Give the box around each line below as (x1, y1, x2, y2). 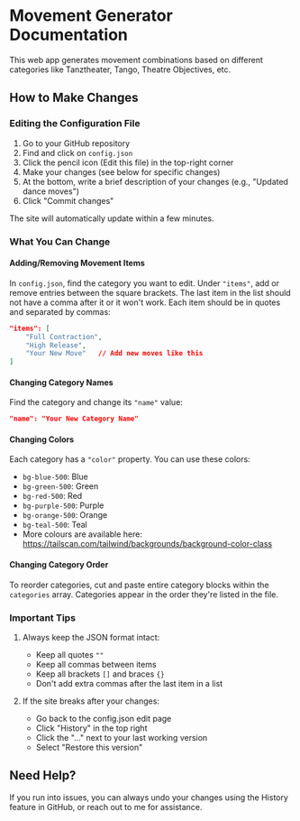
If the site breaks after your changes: (22, 696, 160, 706)
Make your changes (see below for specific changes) (22, 166, 221, 177)
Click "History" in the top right (35, 723, 148, 733)
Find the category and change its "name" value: (9, 397, 183, 408)
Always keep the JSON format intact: (22, 632, 160, 642)
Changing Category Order (9, 559, 109, 569)
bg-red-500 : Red (22, 491, 83, 502)
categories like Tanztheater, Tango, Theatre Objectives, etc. (9, 64, 232, 75)
